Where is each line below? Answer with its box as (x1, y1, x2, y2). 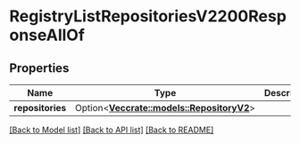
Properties (9, 60, 70, 75)
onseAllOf (9, 25, 85, 45)
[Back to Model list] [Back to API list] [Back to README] (9, 124, 214, 135)
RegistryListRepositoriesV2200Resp (9, 6, 287, 27)
